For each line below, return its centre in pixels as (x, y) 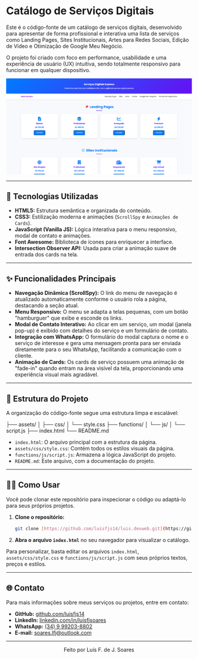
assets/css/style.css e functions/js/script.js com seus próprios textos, (97, 557)
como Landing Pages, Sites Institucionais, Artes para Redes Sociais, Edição (98, 40)
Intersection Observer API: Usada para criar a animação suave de (95, 248)
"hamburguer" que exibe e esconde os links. (69, 318)
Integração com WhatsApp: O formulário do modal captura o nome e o (101, 337)
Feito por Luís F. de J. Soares (99, 650)
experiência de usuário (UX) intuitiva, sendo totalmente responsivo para (93, 64)
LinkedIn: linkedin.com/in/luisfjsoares (60, 620)
